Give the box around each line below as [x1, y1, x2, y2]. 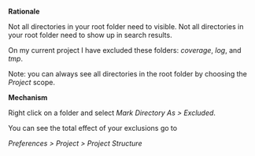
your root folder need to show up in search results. [8, 31, 172, 39]
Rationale [8, 7, 40, 16]
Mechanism [8, 93, 48, 102]
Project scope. [8, 78, 55, 87]
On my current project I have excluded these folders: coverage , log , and [8, 46, 242, 54]
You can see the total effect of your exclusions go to [8, 124, 178, 132]
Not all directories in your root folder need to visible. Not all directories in [8, 22, 244, 31]
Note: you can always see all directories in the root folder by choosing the [8, 69, 248, 78]
